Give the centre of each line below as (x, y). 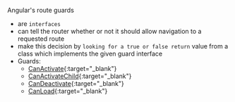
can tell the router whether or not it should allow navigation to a (109, 31)
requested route (41, 39)
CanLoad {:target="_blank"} (68, 91)
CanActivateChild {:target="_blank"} (80, 76)
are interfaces (39, 24)
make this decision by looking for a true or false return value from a (123, 46)
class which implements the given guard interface (90, 53)
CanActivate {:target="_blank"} (72, 69)
